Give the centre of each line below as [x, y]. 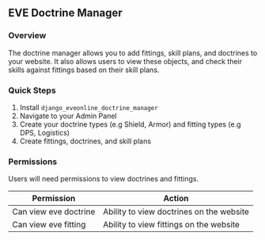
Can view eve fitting [49, 225]
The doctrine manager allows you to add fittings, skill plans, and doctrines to [133, 53]
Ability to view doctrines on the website [176, 211]
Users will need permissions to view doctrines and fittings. [104, 179]
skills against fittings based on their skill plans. [84, 70]
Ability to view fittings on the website [171, 225]
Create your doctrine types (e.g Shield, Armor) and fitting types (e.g [130, 124]
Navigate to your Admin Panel [68, 116]
